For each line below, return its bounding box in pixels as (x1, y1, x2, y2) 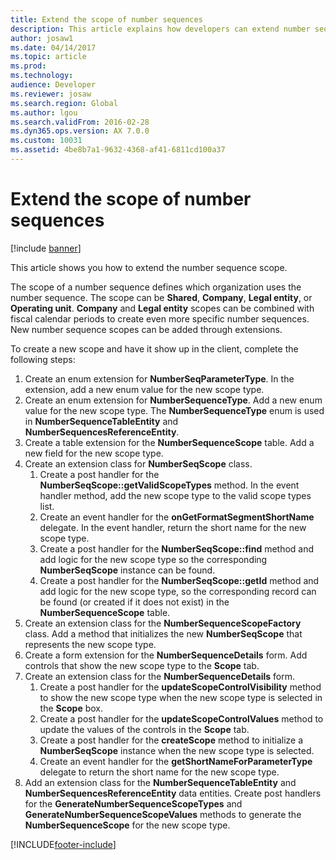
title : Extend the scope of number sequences (10, 14, 203, 25)
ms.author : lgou (10, 107, 78, 118)
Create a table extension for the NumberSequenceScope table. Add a (24, 436, 315, 448)
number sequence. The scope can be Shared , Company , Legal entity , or (10, 291, 313, 303)
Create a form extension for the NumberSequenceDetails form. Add (24, 649, 308, 661)
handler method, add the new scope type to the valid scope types (39, 489, 312, 501)
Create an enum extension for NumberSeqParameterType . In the (24, 372, 295, 385)
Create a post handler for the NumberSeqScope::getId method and (39, 574, 320, 586)
